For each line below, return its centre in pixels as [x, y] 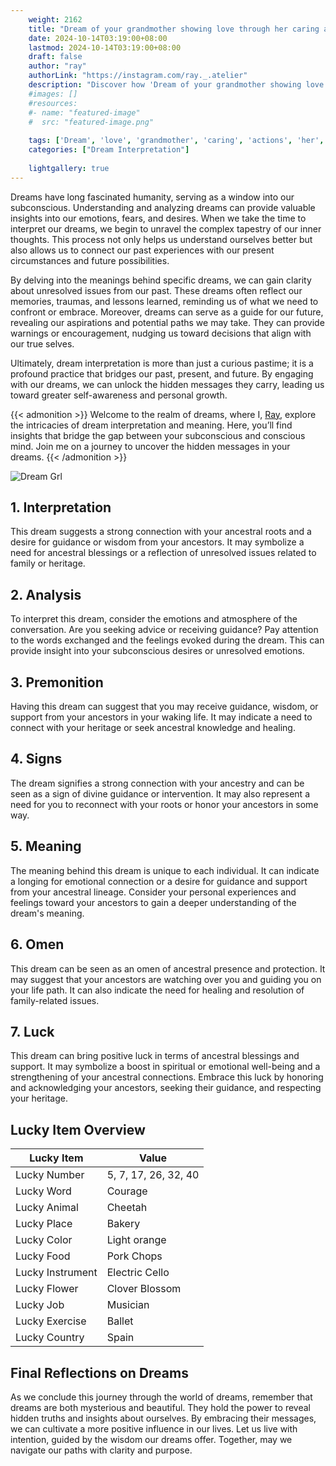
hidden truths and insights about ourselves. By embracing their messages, [163, 1418]
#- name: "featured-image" [84, 112]
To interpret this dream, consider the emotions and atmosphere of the [154, 619]
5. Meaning [46, 846]
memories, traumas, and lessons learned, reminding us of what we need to [164, 301]
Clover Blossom [144, 1289]
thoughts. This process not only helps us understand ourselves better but [161, 239]
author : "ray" [57, 66]
